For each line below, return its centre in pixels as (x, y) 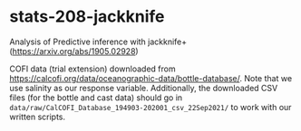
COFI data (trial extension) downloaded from (92, 69)
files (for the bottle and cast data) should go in (96, 98)
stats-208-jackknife (87, 17)
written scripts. (38, 117)
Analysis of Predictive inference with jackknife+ (98, 42)
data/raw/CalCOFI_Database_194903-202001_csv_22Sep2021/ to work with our (150, 107)
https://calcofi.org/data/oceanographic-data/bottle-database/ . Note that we (151, 78)
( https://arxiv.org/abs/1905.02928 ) (74, 51)
